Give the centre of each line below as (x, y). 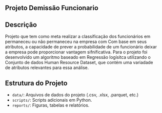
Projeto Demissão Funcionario (52, 8)
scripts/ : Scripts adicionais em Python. (52, 100)
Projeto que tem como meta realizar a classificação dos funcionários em (78, 37)
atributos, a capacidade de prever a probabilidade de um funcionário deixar (81, 47)
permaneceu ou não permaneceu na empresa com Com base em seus (76, 42)
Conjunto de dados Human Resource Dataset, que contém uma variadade (79, 63)
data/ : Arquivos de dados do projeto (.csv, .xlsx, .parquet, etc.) (75, 95)
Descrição (21, 25)
